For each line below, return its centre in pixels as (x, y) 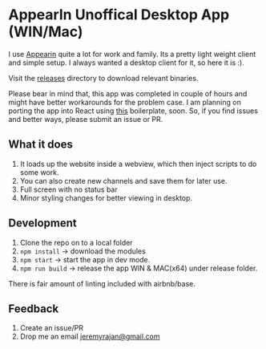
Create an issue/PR (52, 328)
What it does (41, 145)
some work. (39, 172)
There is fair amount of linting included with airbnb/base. (102, 283)
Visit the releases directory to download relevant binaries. (103, 78)
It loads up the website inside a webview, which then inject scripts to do (138, 164)
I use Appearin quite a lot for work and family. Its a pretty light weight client (132, 54)
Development (43, 223)
